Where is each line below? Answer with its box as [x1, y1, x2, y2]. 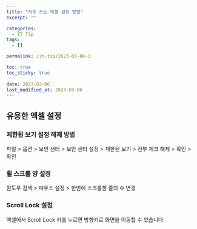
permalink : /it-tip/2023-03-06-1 [6, 53, 91, 59]
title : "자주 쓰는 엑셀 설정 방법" [6, 8, 84, 15]
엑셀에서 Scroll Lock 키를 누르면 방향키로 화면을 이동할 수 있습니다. [6, 216, 165, 223]
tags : [6, 37, 20, 43]
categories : [6, 25, 36, 32]
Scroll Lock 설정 [6, 201, 53, 210]
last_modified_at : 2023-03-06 [6, 87, 83, 93]
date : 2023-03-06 [6, 81, 50, 87]
